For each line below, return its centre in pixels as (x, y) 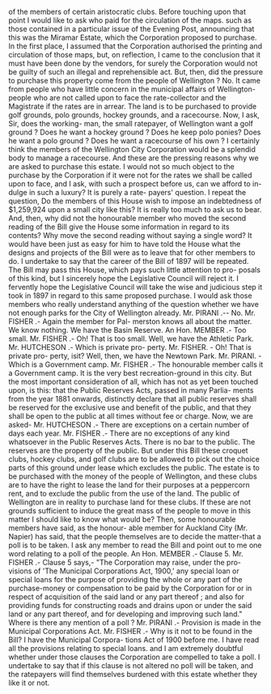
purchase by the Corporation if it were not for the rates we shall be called (130, 175)
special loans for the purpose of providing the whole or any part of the (125, 579)
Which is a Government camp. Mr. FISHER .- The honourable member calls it (136, 364)
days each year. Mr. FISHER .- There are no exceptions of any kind (119, 433)
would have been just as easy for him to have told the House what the (125, 244)
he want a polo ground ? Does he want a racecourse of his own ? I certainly (134, 141)
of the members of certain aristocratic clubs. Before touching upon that (127, 12)
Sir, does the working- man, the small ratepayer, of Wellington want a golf (131, 123)
